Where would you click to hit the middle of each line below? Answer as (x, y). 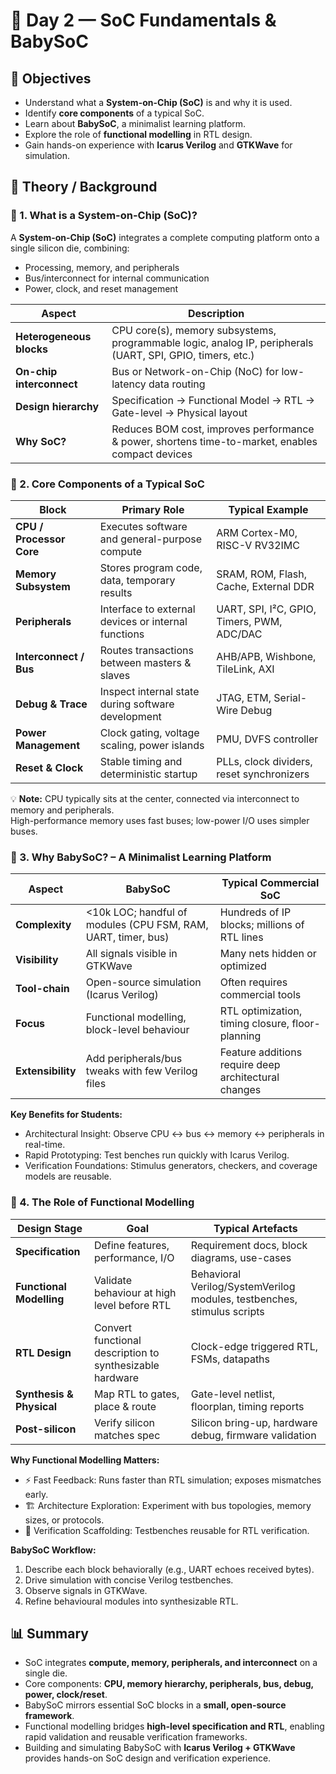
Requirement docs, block (249, 1245)
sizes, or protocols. (64, 1520)
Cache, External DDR (265, 586)
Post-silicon (46, 1429)
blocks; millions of (262, 925)
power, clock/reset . (66, 1695)
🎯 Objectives (51, 78)
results (116, 592)
